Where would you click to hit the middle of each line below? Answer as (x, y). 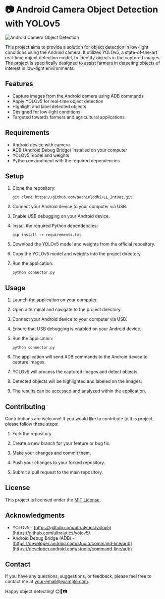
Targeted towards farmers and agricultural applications (68, 117)
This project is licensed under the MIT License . (53, 500)
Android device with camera (41, 144)
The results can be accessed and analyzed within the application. (79, 391)
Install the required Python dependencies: (55, 226)
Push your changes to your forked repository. (59, 463)
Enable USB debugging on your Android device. (61, 216)
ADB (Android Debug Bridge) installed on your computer (70, 150)
